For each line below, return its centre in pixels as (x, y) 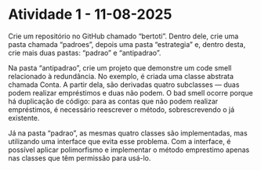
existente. (24, 118)
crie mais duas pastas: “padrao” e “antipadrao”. (85, 52)
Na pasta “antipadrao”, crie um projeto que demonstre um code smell (120, 67)
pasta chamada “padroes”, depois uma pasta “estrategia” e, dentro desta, (127, 44)
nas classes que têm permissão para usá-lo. (80, 157)
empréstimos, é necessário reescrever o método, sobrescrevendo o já (121, 109)
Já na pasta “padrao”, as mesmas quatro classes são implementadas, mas (128, 133)
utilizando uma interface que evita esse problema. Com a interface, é (120, 141)
